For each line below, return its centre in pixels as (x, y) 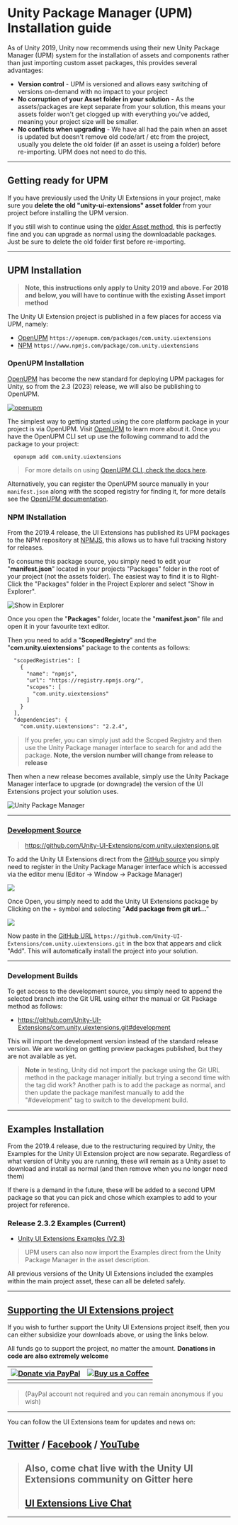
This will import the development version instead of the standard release (113, 1041)
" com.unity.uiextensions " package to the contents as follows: (99, 648)
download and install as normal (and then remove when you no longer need (118, 1169)
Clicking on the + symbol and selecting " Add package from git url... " (108, 909)
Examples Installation (56, 1129)
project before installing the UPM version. (68, 212)
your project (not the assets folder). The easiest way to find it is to (103, 577)
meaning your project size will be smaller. (78, 121)
